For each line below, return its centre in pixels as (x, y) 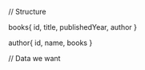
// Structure (27, 12)
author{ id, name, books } (50, 43)
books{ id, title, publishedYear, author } (73, 27)
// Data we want (34, 58)
